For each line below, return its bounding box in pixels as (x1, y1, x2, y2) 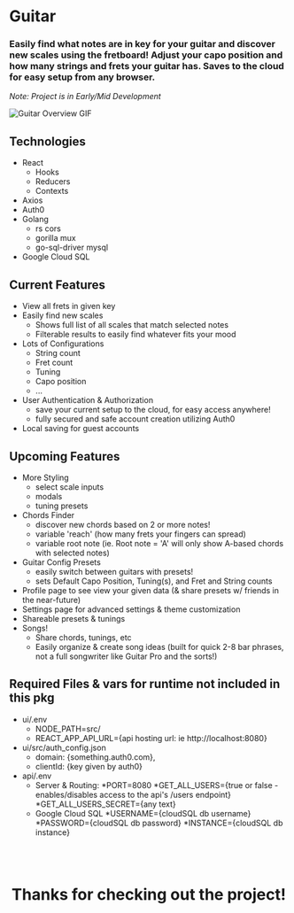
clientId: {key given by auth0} (35, 761, 143, 771)
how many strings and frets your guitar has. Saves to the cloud (9, 60, 285, 73)
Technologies (9, 134, 87, 149)
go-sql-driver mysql (35, 242, 109, 253)
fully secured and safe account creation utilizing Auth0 (35, 414, 236, 424)
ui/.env (21, 714, 48, 724)
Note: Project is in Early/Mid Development (9, 91, 161, 102)
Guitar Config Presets (21, 556, 102, 568)
